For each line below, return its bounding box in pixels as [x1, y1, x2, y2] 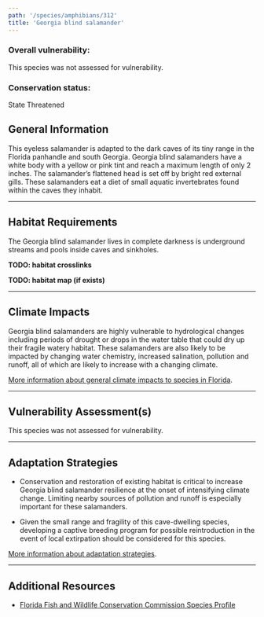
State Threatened [8, 100, 65, 110]
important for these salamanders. [19, 502, 128, 512]
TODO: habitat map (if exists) [8, 275, 105, 285]
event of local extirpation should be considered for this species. [19, 534, 226, 543]
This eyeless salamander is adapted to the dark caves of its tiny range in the [8, 143, 255, 153]
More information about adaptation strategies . [8, 549, 157, 559]
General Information [8, 123, 109, 136]
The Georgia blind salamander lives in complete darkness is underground [8, 237, 245, 246]
